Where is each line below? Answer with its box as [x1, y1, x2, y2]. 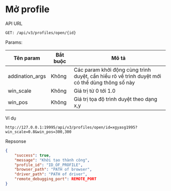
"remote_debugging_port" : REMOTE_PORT [14, 177, 97, 182]
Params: [5, 39, 23, 45]
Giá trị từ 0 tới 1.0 [73, 87, 116, 94]
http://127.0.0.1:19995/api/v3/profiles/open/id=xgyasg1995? [5, 125, 138, 130]
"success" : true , [14, 153, 51, 158]
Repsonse [5, 138, 26, 144]
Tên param [13, 54, 41, 62]
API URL [5, 20, 23, 26]
